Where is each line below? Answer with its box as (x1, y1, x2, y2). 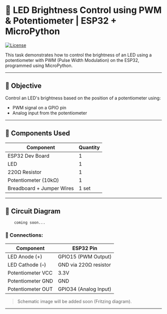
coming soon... (14, 220, 46, 225)
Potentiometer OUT (7, 286, 53, 293)
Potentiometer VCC (7, 269, 53, 276)
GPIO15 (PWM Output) (58, 253, 112, 260)
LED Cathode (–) (7, 261, 46, 268)
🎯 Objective (5, 82, 42, 90)
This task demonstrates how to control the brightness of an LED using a (5, 52, 152, 58)
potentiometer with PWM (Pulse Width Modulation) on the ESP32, (5, 57, 140, 63)
